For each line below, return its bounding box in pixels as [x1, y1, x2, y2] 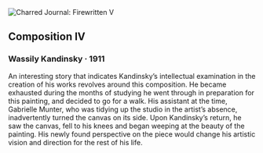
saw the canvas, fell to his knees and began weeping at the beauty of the [8, 121, 245, 130]
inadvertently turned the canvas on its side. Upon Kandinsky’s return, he [8, 112, 242, 122]
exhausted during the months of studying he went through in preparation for [8, 87, 255, 97]
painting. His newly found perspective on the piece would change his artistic [8, 129, 256, 139]
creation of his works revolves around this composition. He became [8, 80, 227, 89]
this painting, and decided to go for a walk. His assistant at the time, [8, 96, 228, 105]
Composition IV [8, 30, 86, 44]
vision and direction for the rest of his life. [8, 137, 143, 147]
